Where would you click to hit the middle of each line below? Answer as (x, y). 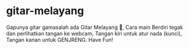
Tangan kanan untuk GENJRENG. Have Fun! (60, 40)
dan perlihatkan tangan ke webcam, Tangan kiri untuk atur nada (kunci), (94, 33)
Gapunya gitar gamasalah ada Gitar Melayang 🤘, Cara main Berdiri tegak (94, 27)
